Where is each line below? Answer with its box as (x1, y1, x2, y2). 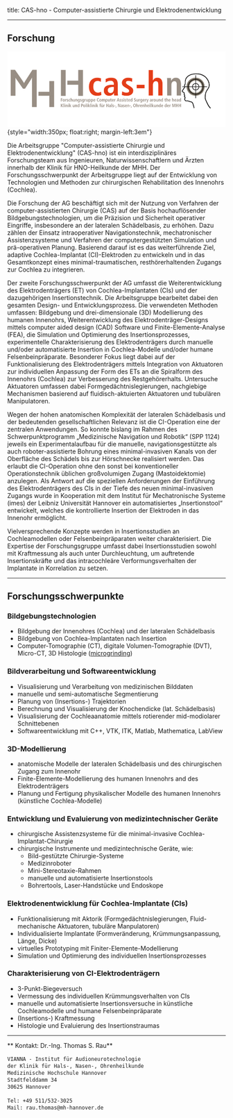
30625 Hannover (7, 1083, 51, 1090)
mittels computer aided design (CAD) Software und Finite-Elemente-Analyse (7, 323, 225, 331)
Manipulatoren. (7, 397, 51, 405)
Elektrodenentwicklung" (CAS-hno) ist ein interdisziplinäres (7, 149, 177, 157)
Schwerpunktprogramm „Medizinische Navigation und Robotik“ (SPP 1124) (7, 432, 221, 440)
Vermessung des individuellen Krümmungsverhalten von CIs (17, 992, 191, 1000)
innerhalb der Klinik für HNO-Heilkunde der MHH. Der (7, 163, 161, 172)
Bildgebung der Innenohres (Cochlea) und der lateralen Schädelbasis (17, 627, 215, 635)
